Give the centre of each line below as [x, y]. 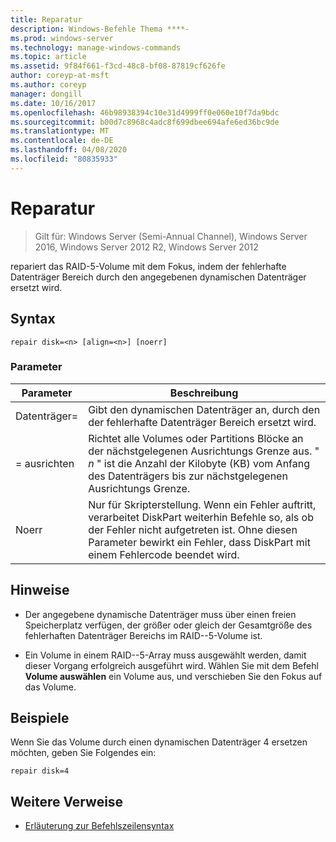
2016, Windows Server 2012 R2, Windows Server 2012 [146, 247]
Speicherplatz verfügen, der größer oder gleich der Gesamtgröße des [168, 625]
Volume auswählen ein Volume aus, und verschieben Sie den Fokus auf [173, 676]
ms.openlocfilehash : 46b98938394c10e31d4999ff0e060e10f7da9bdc [145, 112]
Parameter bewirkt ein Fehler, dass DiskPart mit [199, 542]
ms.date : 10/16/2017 [53, 103]
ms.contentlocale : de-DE [62, 141]
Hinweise [40, 590]
